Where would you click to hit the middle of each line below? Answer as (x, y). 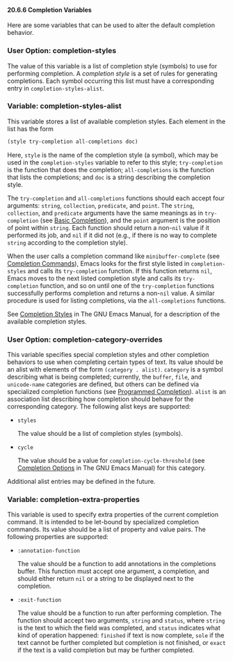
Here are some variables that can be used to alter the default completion (111, 25)
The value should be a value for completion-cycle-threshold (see (111, 460)
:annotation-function (48, 551)
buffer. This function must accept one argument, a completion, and (113, 571)
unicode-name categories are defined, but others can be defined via (103, 384)
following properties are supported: (58, 537)
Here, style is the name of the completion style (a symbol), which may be (113, 155)
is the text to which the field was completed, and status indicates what (119, 628)
